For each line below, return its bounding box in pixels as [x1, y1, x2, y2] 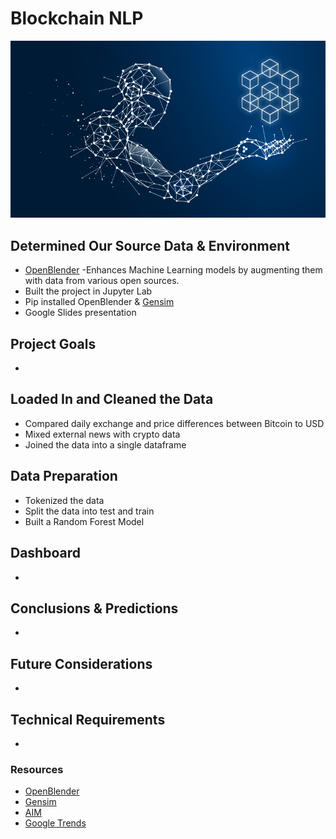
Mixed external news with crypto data [24, 428, 181, 440]
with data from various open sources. [24, 275, 180, 287]
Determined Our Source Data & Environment [10, 237, 290, 254]
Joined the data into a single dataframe [24, 438, 187, 451]
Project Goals [10, 335, 97, 352]
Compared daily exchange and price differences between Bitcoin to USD [24, 417, 325, 429]
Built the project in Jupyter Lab [24, 285, 153, 297]
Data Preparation [10, 468, 118, 485]
